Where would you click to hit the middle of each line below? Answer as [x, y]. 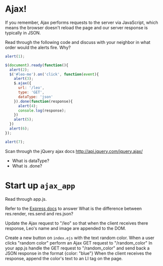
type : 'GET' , [31, 93]
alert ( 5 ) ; [24, 120]
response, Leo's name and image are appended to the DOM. [66, 228]
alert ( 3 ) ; [24, 79]
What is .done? [27, 166]
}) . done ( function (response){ [43, 101]
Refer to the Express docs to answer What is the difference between [73, 209]
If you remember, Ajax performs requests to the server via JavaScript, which [81, 22]
